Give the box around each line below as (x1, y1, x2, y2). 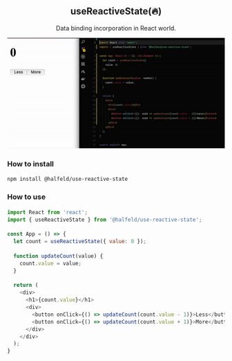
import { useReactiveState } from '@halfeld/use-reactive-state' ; (7, 216, 202, 223)
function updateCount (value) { (13, 252, 104, 259)
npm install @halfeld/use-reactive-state (7, 176, 128, 183)
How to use (7, 192, 46, 202)
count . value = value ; (19, 260, 81, 267)
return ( (13, 282, 39, 289)
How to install (7, 159, 54, 169)
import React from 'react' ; (7, 209, 88, 215)
